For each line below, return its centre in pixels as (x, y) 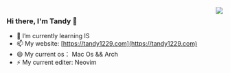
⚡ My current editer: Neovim (56, 62)
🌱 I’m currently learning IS (53, 36)
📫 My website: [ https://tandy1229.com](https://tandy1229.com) (107, 44)
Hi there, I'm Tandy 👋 (42, 21)
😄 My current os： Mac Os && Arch (67, 55)
